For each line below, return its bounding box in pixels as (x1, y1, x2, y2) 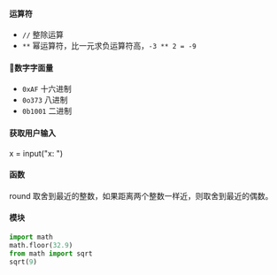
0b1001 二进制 (21, 106, 73, 117)
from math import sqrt (9, 248, 93, 258)
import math (9, 233, 53, 242)
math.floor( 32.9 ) (9, 241, 73, 249)
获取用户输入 (9, 128, 56, 138)
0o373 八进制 (21, 95, 68, 105)
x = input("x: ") (9, 148, 64, 158)
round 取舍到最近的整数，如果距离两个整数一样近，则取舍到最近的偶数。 (9, 190, 273, 201)
